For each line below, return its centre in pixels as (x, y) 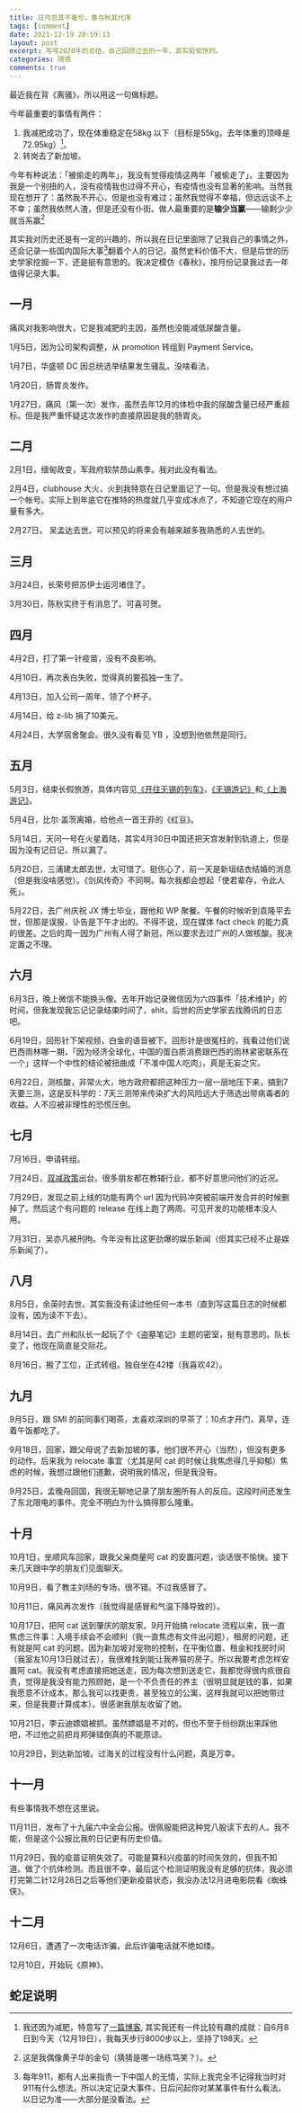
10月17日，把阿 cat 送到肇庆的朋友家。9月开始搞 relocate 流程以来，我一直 (147, 1625)
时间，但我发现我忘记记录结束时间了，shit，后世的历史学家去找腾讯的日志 (146, 1010)
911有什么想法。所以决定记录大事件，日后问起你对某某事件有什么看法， (154, 2088)
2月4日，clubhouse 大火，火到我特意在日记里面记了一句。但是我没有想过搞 (149, 489)
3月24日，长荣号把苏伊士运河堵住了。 (80, 584)
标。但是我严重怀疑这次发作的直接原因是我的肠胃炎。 (108, 415)
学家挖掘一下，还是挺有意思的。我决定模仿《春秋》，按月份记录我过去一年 (153, 262)
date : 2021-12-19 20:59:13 (60, 34)
